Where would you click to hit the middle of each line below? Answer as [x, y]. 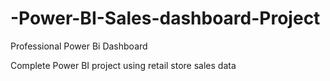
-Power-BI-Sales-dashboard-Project [165, 18]
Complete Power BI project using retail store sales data [123, 65]
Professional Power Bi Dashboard [79, 46]
